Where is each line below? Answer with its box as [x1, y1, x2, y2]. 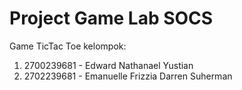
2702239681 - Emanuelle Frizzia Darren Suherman [23, 70, 233, 82]
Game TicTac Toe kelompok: [9, 40, 127, 52]
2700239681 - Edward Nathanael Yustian [23, 59, 194, 71]
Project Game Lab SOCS [9, 7, 214, 30]
